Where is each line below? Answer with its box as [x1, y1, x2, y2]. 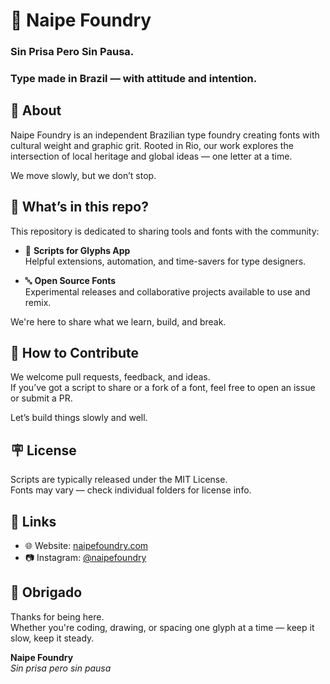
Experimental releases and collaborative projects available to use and [24, 285, 311, 298]
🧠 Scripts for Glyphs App [24, 244, 131, 256]
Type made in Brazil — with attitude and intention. [10, 72, 258, 86]
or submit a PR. [10, 392, 73, 404]
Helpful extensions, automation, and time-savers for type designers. [24, 255, 307, 267]
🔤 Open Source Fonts [24, 274, 117, 286]
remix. [24, 296, 52, 308]
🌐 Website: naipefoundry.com [24, 540, 149, 552]
